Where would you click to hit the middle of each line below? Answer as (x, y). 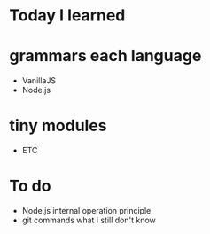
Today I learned (67, 16)
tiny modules (58, 126)
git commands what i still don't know (89, 220)
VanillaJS (39, 81)
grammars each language (105, 56)
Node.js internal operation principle (86, 211)
